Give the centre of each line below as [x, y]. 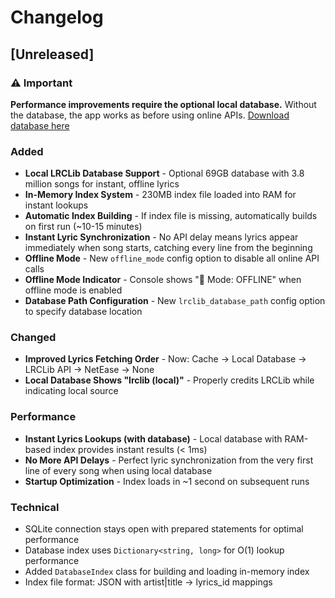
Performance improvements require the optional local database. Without [163, 104]
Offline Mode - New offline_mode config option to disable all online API [172, 258]
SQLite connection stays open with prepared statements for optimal [164, 529]
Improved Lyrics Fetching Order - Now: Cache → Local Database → [165, 359]
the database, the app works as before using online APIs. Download [150, 115]
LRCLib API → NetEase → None [89, 370]
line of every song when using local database [118, 470]
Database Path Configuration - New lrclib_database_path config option [175, 301]
